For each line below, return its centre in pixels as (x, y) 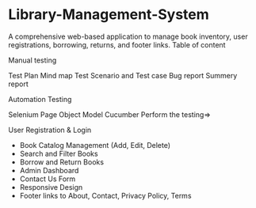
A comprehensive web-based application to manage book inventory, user (128, 36)
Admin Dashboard (49, 170)
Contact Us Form (48, 179)
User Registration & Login (50, 130)
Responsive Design (51, 187)
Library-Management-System (109, 15)
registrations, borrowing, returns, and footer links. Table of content (117, 44)
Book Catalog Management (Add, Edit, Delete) (95, 145)
